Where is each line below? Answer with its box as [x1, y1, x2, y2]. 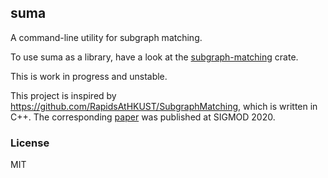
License [10, 136, 50, 150]
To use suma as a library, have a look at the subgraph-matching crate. [10, 51, 299, 63]
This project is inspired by [10, 89, 117, 101]
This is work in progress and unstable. [10, 70, 168, 82]
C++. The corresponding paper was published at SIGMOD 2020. [10, 111, 276, 123]
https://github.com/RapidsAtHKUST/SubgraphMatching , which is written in [10, 100, 318, 112]
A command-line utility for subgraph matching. [10, 31, 203, 43]
